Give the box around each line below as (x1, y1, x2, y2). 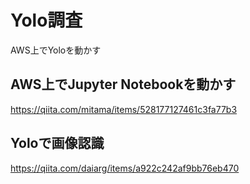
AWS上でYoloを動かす (10, 44, 102, 56)
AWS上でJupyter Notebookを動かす (10, 76, 237, 93)
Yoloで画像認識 (10, 135, 105, 152)
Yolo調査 (10, 9, 83, 32)
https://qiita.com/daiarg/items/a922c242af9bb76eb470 (10, 162, 240, 174)
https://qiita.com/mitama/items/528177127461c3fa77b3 (10, 103, 238, 115)
